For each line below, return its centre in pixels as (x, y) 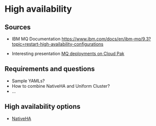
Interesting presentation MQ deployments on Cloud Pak (68, 53)
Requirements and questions (50, 69)
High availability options (43, 107)
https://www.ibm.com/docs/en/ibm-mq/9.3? (106, 39)
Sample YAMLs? (28, 81)
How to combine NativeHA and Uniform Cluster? (61, 86)
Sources (18, 27)
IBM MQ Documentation (36, 39)
